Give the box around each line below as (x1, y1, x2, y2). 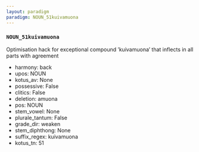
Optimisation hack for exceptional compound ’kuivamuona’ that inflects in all (6, 46, 194, 53)
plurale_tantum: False (14, 114, 67, 121)
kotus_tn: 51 (14, 139, 45, 146)
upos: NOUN (14, 69, 46, 77)
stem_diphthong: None (14, 126, 71, 134)
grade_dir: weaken (14, 120, 61, 128)
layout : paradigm (6, 8, 49, 15)
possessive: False (14, 83, 59, 90)
